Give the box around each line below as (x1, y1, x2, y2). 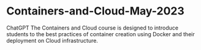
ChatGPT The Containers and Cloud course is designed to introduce (6, 24, 179, 31)
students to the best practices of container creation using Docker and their (6, 30, 195, 37)
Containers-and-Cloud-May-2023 (6, 4, 185, 18)
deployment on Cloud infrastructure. (6, 37, 98, 44)
